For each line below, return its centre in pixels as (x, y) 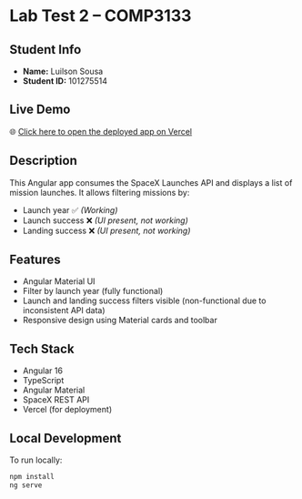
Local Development (65, 438)
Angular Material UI (59, 281)
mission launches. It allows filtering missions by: (100, 192)
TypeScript (43, 381)
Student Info (45, 50)
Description (43, 161)
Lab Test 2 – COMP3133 (101, 16)
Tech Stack (42, 348)
